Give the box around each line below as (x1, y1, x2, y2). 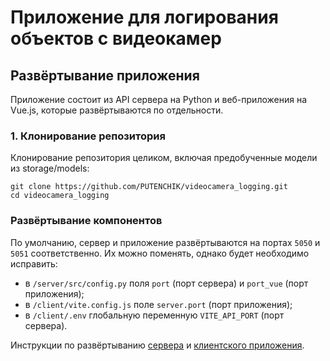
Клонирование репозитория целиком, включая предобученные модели (10, 152, 318, 164)
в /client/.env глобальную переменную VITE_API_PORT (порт (24, 309, 285, 321)
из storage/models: (10, 162, 90, 175)
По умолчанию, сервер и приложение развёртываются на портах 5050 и (10, 236, 321, 248)
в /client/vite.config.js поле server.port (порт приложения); (24, 298, 293, 310)
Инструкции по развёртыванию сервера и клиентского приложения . (10, 339, 305, 351)
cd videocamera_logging (10, 191, 110, 201)
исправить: (10, 257, 58, 270)
